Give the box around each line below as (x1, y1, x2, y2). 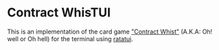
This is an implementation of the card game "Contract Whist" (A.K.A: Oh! (7, 27, 213, 36)
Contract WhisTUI (7, 5, 111, 21)
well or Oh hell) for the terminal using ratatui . (7, 34, 134, 42)
